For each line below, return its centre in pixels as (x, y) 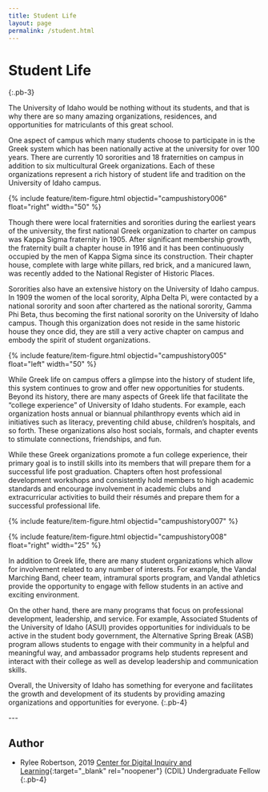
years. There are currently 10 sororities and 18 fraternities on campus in (126, 158)
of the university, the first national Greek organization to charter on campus (132, 231)
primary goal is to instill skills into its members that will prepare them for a (130, 463)
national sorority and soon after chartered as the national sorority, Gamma (130, 306)
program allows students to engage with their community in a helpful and (129, 645)
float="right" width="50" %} (55, 207)
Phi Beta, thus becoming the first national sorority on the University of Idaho (134, 315)
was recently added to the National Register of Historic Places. (111, 274)
